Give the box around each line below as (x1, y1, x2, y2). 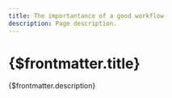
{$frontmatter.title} (8, 54, 141, 73)
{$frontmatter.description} (8, 81, 96, 91)
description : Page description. (8, 19, 117, 28)
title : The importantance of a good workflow (8, 11, 164, 20)
